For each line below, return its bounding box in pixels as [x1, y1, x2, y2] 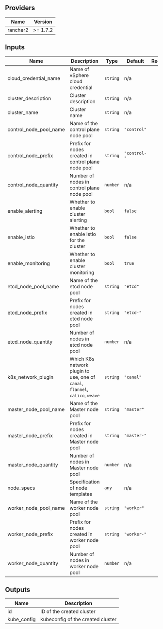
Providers [5, 4, 35, 12]
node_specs [7, 484, 35, 491]
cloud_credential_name [7, 75, 61, 82]
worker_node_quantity [7, 560, 59, 567]
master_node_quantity [7, 461, 58, 468]
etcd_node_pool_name [7, 283, 59, 290]
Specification [69, 478, 100, 485]
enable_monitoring [7, 260, 50, 267]
